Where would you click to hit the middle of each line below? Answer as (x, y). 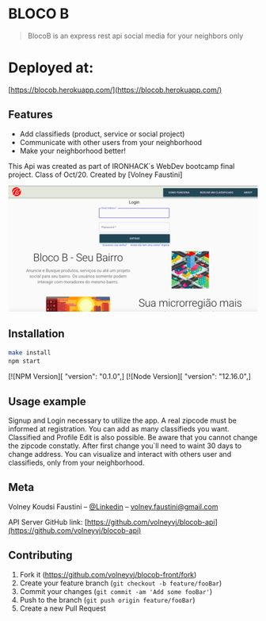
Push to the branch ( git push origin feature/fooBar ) (107, 600)
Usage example (47, 401)
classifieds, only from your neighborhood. (76, 463)
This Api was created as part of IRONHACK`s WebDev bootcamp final (122, 166)
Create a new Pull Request (63, 608)
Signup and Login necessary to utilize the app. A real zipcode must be (123, 420)
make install (30, 353)
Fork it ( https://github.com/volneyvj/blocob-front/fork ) (108, 574)
